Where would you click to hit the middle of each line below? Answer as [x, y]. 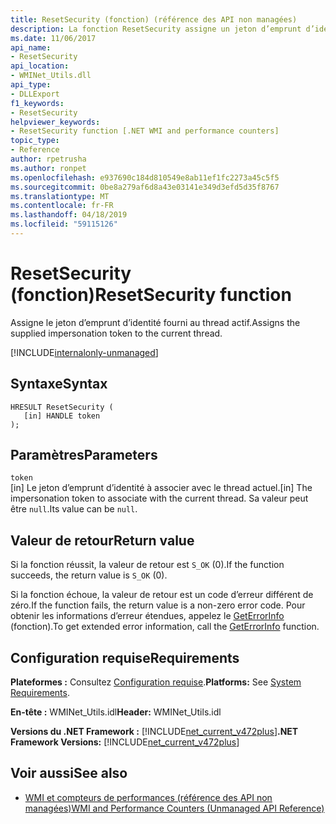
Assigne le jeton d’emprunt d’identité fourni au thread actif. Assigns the [155, 322]
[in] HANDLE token [62, 416]
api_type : [31, 85]
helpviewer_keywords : [55, 122]
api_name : [31, 47]
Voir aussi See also [69, 773]
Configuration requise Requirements [125, 657]
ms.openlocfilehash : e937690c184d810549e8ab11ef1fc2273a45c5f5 [145, 177]
